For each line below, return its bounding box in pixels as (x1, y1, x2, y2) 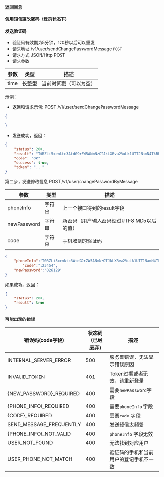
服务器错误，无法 (109, 354, 149, 360)
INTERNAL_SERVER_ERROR (7, 357, 71, 364)
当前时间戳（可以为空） (41, 80, 96, 87)
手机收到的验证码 (62, 238, 102, 244)
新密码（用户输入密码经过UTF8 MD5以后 (62, 218, 157, 224)
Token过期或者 (109, 370, 143, 377)
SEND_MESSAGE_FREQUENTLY (7, 421, 82, 428)
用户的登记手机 (109, 456, 144, 463)
